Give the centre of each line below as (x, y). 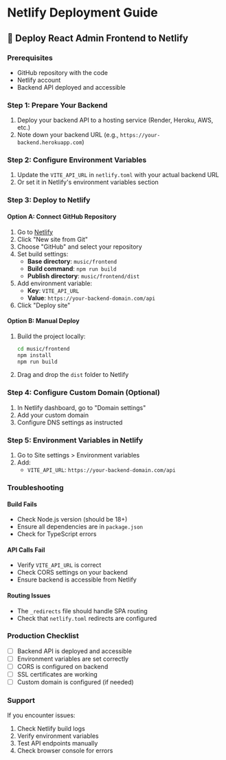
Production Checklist (43, 636)
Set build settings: (43, 254)
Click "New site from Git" (52, 239)
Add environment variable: (55, 283)
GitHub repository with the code (63, 72)
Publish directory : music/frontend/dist (83, 276)
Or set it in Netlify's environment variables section (88, 182)
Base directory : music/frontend (72, 261)
